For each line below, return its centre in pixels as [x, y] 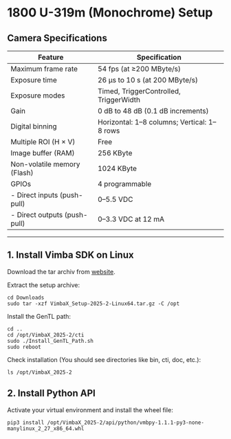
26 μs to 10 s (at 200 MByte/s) [147, 80]
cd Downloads [26, 297]
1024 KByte [117, 168]
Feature [51, 57]
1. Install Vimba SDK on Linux [70, 255]
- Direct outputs [37, 215]
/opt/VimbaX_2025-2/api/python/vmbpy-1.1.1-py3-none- [126, 423]
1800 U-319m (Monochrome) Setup [110, 13]
